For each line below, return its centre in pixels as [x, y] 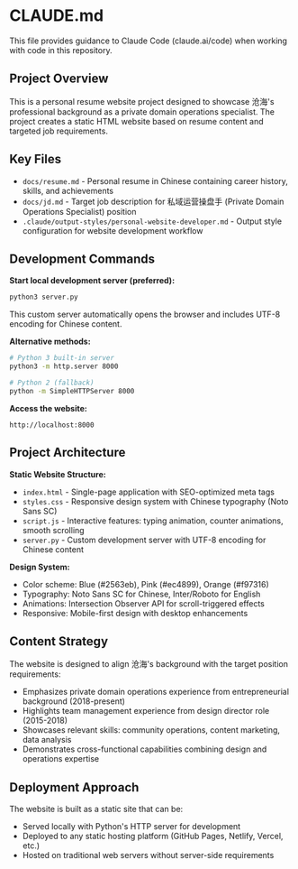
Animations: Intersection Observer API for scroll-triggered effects [144, 603]
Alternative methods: [50, 342]
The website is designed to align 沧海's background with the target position [149, 664]
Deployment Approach [74, 787]
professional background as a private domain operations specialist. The [142, 111]
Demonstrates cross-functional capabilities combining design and [144, 749]
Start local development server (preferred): [92, 281]
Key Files [35, 159]
